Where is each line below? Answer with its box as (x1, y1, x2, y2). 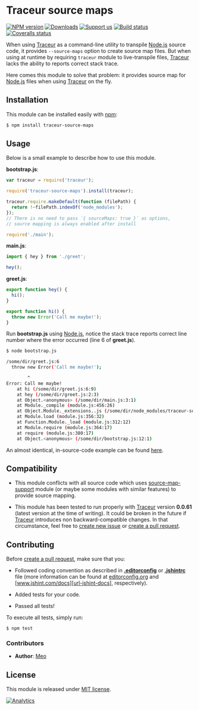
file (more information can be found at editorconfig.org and (14, 573, 159, 581)
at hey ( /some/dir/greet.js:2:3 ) (17, 391, 99, 398)
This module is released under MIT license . (6, 686, 111, 693)
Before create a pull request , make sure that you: (6, 556, 126, 563)
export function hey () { (6, 287, 68, 293)
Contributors (6, 639, 44, 648)
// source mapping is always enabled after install (6, 221, 136, 227)
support (14, 486, 34, 493)
